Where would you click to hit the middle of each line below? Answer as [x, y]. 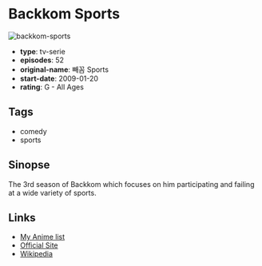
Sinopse [29, 165]
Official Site [39, 245]
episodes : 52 [42, 60]
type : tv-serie [42, 51]
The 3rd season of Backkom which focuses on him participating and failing [131, 184]
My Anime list [42, 237]
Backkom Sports [64, 14]
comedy [34, 131]
